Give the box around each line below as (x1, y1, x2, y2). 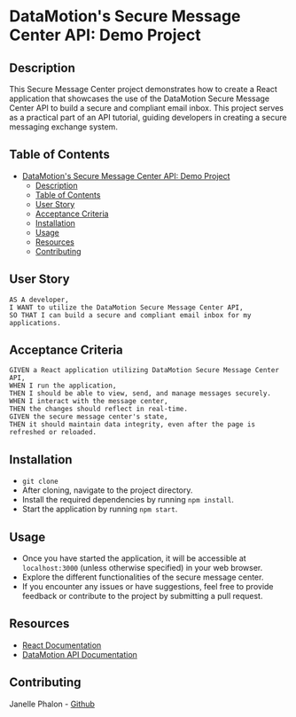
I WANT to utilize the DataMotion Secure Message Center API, (9, 303, 244, 312)
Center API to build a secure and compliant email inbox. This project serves (9, 103, 284, 113)
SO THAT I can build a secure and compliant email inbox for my (9, 310, 252, 320)
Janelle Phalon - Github (9, 698, 96, 709)
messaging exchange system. (9, 121, 118, 132)
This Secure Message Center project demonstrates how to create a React (9, 84, 277, 94)
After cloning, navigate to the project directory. (21, 485, 193, 495)
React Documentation (21, 640, 102, 651)
